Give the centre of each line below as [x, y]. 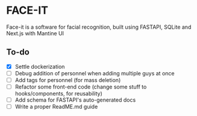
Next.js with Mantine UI [35, 33]
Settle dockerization [40, 66]
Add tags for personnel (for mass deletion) [68, 80]
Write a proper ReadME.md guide [56, 107]
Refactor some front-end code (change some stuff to [81, 87]
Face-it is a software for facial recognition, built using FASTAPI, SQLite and [99, 27]
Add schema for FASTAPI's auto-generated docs [75, 100]
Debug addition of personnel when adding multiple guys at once [95, 73]
